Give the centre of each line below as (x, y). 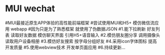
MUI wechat (30, 9)
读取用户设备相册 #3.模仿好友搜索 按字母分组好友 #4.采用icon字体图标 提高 (81, 41)
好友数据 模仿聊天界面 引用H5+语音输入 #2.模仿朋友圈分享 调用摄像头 (90, 35)
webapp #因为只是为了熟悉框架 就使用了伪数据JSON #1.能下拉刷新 (78, 29)
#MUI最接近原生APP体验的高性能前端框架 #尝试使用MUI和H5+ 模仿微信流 (80, 23)
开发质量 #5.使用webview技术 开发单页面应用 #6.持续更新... (65, 47)
